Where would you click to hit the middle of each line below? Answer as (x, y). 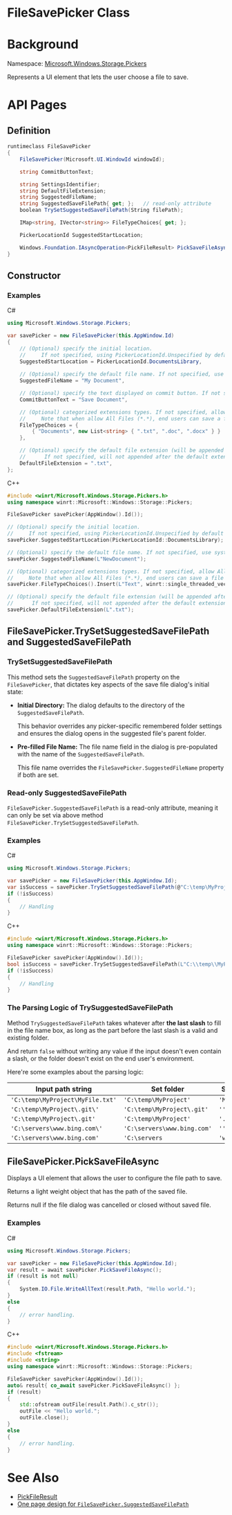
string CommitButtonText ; (57, 172)
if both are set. (38, 774)
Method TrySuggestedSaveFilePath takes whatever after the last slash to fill (114, 1022)
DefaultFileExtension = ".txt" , (66, 463)
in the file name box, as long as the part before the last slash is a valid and (113, 1030)
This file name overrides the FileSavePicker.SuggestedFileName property (120, 768)
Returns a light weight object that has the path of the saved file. (97, 1191)
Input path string (64, 1089)
